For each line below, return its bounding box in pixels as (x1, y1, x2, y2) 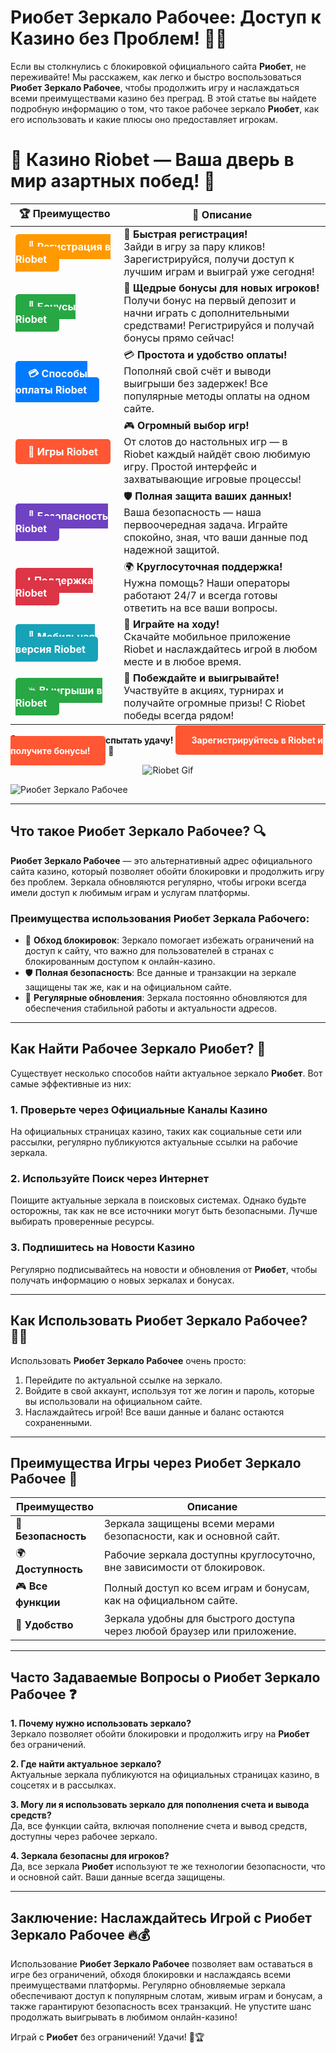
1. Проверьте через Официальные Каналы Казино (10, 1102, 268, 1116)
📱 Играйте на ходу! (123, 617, 220, 631)
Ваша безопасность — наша (123, 505, 262, 519)
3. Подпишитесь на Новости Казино (10, 1241, 195, 1255)
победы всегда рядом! (123, 708, 235, 722)
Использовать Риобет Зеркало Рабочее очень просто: (10, 1354, 247, 1366)
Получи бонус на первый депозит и (123, 293, 297, 307)
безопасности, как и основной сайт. (103, 1529, 281, 1543)
